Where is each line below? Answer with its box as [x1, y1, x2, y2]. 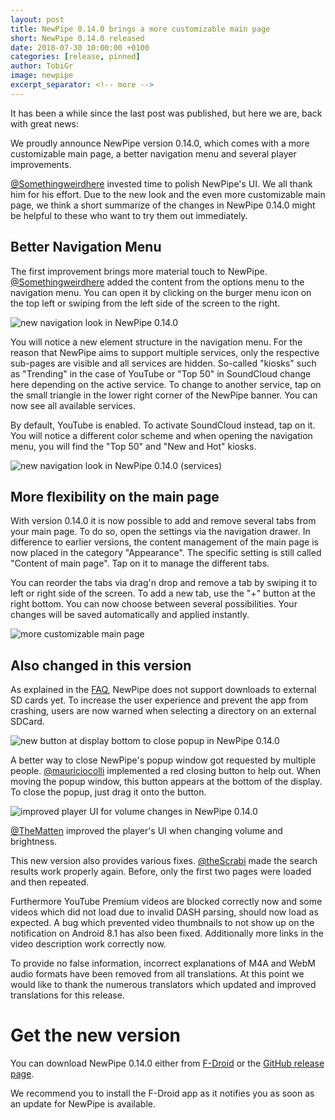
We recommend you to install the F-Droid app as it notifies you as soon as [10, 1087, 315, 1100]
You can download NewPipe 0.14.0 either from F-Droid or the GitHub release [10, 1057, 325, 1070]
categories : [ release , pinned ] [10, 52, 141, 62]
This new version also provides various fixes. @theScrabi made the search [10, 855, 318, 867]
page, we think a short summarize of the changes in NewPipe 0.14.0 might [10, 199, 316, 211]
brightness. [10, 836, 58, 848]
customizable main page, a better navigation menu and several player [10, 147, 297, 160]
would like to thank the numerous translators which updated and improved [10, 979, 317, 991]
